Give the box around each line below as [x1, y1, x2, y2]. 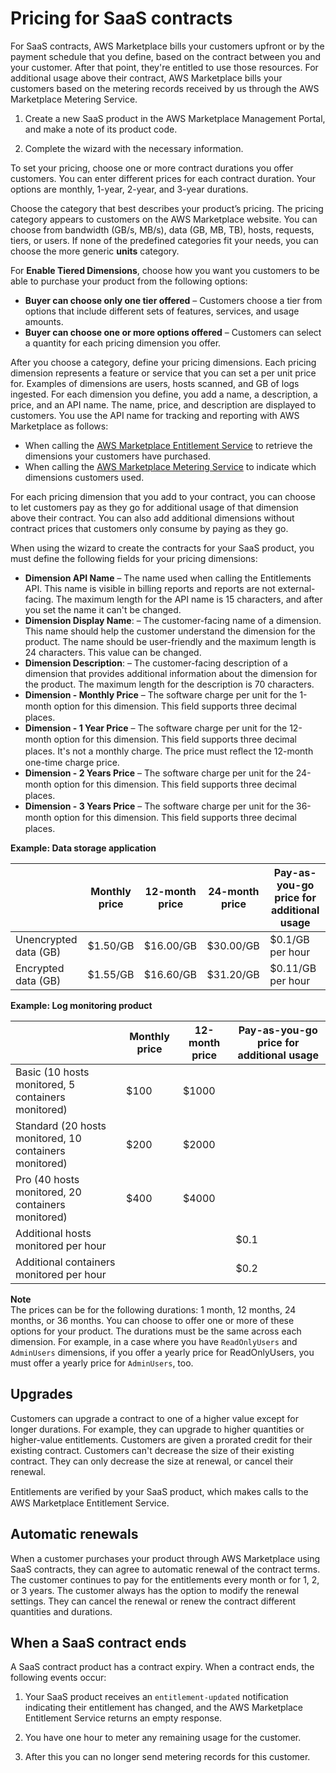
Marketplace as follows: [10, 420, 109, 432]
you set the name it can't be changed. [24, 603, 182, 616]
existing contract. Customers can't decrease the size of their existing [10, 1444, 295, 1456]
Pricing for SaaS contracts [10, 7, 233, 30]
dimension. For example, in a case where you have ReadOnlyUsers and [10, 1335, 298, 1347]
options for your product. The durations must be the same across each [10, 1325, 302, 1337]
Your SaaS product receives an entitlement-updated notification [24, 1691, 289, 1703]
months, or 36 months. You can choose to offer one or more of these [10, 1314, 295, 1326]
